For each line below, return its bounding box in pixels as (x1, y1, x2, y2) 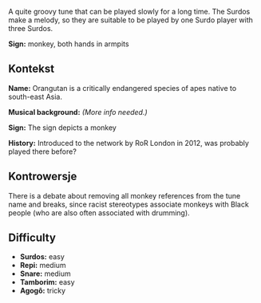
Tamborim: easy (19, 277, 75, 287)
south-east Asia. (8, 92, 62, 101)
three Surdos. (8, 24, 53, 33)
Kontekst (8, 62, 54, 76)
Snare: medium (19, 269, 72, 278)
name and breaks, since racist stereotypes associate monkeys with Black (8, 199, 249, 209)
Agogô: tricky (19, 286, 66, 296)
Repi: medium (19, 261, 66, 270)
